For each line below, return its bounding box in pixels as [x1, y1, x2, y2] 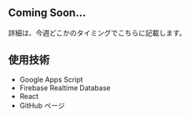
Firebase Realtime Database [19, 82, 111, 93]
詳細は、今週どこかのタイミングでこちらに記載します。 [8, 27, 187, 38]
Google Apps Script [19, 75, 84, 84]
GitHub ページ [19, 101, 65, 110]
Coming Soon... [8, 6, 86, 20]
